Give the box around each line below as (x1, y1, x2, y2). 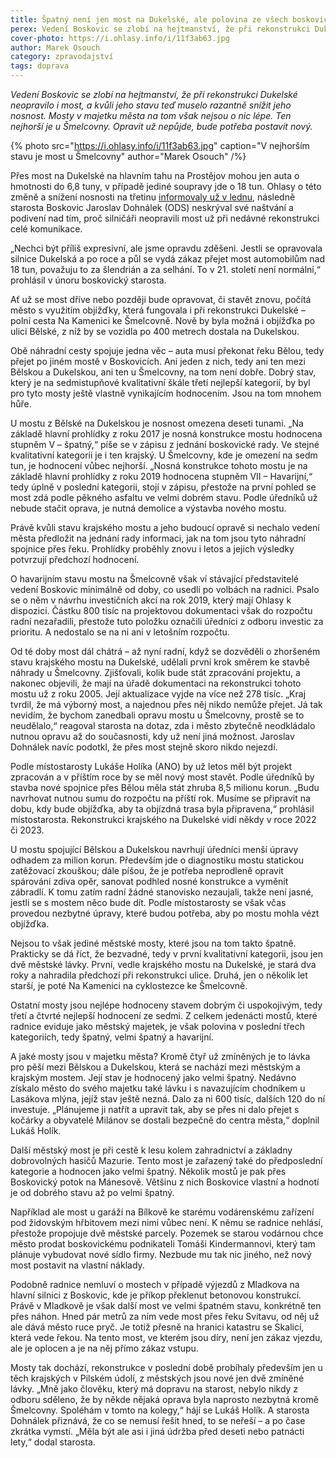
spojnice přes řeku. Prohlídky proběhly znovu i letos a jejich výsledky (10, 543, 295, 555)
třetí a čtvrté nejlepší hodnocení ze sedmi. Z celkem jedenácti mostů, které (10, 1010, 318, 1021)
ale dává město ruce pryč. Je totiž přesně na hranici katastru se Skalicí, (10, 1321, 305, 1333)
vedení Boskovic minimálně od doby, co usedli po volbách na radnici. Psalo (10, 584, 320, 595)
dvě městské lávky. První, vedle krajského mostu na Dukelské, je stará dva (10, 959, 317, 970)
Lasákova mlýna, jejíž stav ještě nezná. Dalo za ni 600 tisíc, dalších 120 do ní (10, 1093, 326, 1105)
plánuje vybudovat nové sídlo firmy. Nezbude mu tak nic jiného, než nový (10, 1249, 312, 1260)
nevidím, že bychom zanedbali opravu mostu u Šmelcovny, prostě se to (10, 709, 305, 721)
